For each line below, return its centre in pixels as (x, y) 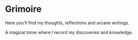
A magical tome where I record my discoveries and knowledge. (69, 32)
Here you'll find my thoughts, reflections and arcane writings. (67, 23)
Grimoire (23, 9)
